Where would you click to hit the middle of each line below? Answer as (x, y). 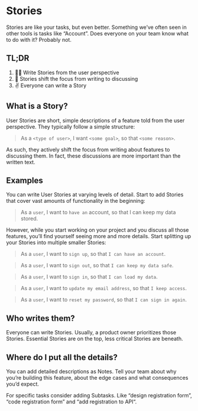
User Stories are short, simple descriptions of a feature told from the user (95, 120)
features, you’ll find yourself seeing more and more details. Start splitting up (99, 236)
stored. (29, 219)
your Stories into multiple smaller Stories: (56, 242)
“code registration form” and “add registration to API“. (72, 402)
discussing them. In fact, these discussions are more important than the (93, 156)
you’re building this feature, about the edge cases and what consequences (97, 378)
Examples (25, 180)
